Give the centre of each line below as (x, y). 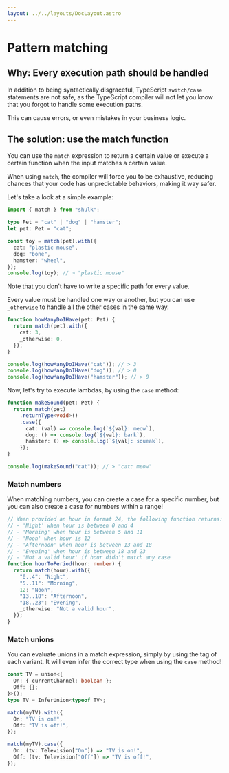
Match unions (31, 640)
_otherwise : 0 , (41, 339)
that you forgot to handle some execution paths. (75, 104)
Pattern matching (58, 47)
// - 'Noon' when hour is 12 (49, 539)
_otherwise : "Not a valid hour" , (67, 609)
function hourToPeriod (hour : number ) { (64, 564)
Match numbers (34, 484)
